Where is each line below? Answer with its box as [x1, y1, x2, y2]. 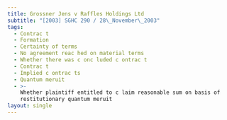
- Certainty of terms [13, 43, 78, 50]
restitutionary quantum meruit [20, 96, 113, 103]
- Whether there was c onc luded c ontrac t [13, 56, 148, 64]
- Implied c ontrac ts [13, 69, 81, 76]
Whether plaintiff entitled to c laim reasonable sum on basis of [20, 89, 221, 96]
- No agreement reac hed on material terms [13, 50, 144, 57]
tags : [7, 23, 23, 30]
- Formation [13, 37, 50, 44]
